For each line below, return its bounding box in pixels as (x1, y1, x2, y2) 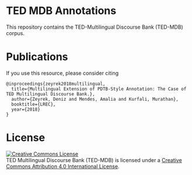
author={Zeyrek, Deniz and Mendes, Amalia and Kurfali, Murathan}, (11, 96, 179, 102)
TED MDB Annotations (6, 4, 117, 18)
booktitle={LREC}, (11, 101, 57, 107)
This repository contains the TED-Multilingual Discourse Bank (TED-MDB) (6, 23, 184, 30)
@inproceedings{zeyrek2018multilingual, (6, 81, 106, 87)
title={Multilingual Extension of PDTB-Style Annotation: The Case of (11, 86, 187, 92)
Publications (6, 50, 68, 64)
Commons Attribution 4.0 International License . (6, 163, 120, 170)
